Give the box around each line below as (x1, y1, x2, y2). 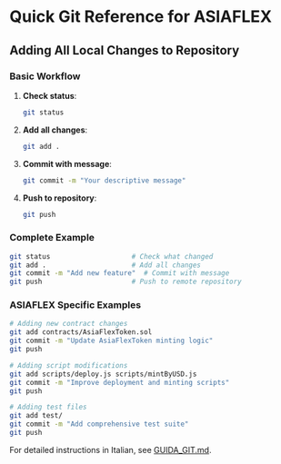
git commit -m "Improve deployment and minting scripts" (9, 378, 230, 387)
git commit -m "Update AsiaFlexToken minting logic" (9, 336, 214, 346)
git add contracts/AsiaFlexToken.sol (9, 328, 153, 337)
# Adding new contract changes (9, 320, 128, 329)
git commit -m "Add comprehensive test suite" (9, 420, 189, 429)
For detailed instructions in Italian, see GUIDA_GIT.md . (9, 444, 212, 455)
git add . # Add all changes (9, 261, 202, 270)
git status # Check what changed (9, 252, 214, 261)
